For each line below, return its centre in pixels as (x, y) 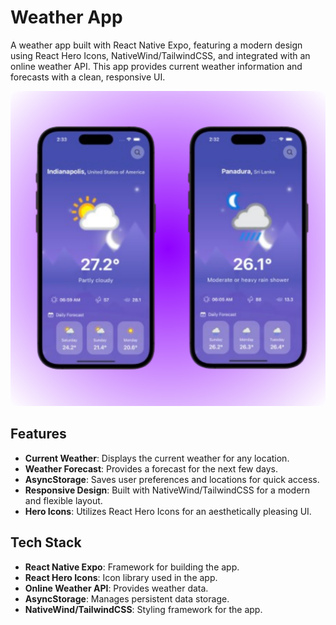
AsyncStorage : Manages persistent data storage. (127, 598)
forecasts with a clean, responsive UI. (88, 77)
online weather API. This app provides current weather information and (156, 66)
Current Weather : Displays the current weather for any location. (157, 458)
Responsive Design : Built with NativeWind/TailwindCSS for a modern (167, 490)
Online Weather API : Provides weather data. (116, 588)
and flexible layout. (63, 500)
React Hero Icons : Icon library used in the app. (121, 577)
